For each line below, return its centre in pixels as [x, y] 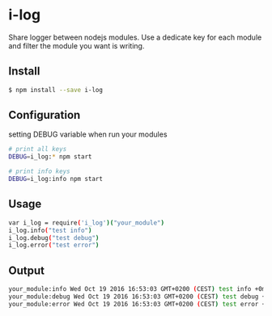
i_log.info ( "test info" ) [50, 230]
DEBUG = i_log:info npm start [56, 179]
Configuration [45, 115]
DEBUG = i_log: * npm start [50, 157]
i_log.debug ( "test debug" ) [54, 238]
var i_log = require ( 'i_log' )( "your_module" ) [86, 223]
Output [26, 270]
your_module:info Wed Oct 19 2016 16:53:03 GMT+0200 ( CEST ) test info [130, 289]
